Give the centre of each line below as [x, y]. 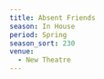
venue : [22, 52]
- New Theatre [44, 60]
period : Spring [38, 35]
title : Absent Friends [52, 18]
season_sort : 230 [42, 43]
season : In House [42, 26]
